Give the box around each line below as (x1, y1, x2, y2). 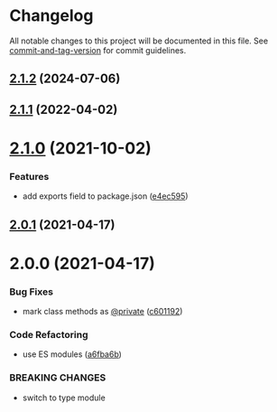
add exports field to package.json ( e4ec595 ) (22, 191, 189, 201)
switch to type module (22, 392, 106, 403)
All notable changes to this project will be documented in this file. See (9, 35, 269, 46)
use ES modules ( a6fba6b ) (22, 349, 122, 360)
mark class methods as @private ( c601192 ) (22, 306, 183, 317)
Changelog (9, 5, 94, 26)
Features (9, 170, 50, 183)
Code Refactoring (9, 329, 88, 341)
